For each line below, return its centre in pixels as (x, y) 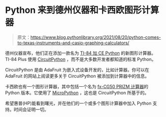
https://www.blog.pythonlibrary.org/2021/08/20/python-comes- (96, 37)
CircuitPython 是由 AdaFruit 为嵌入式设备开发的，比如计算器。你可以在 (77, 69)
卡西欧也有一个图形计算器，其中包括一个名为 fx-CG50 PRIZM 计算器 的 (77, 86)
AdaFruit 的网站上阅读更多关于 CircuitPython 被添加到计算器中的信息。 (77, 76)
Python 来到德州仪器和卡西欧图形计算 (82, 10)
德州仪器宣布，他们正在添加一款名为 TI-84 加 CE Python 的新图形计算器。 (81, 53)
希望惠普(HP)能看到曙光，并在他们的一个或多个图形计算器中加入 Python (79, 103)
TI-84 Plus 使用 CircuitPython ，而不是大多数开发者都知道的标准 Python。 (81, 59)
